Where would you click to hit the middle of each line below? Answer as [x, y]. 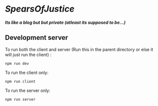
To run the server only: [28, 90]
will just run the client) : [28, 54]
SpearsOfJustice [40, 9]
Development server [37, 38]
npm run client [20, 81]
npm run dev [17, 63]
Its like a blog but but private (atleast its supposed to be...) [65, 22]
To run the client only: [27, 72]
